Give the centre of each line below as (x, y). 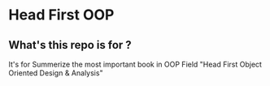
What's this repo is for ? (70, 45)
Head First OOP (61, 15)
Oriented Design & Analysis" (56, 73)
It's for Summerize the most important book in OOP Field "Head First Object (135, 64)
